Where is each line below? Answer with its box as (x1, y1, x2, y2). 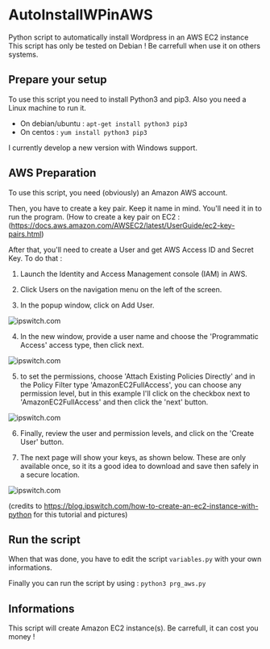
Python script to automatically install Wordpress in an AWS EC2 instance (8, 32, 249, 42)
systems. (8, 49, 39, 59)
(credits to (8, 500, 43, 510)
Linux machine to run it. (8, 103, 87, 112)
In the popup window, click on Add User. (19, 300, 155, 310)
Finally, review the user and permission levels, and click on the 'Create (19, 428, 255, 438)
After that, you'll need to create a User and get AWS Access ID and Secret (8, 245, 254, 254)
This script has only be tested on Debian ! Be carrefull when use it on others (8, 40, 260, 50)
